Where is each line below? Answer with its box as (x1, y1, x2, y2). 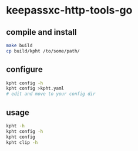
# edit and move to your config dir (6, 91, 96, 97)
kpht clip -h (6, 139, 38, 145)
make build (6, 42, 33, 48)
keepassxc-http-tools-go (6, 4, 133, 17)
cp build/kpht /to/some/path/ (6, 48, 80, 54)
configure (6, 64, 43, 74)
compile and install (6, 27, 77, 37)
